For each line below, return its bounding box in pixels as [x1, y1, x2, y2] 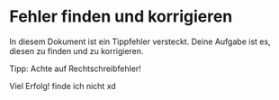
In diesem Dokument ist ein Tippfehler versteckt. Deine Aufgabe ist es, [9, 36, 272, 47]
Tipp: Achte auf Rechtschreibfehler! [9, 63, 141, 74]
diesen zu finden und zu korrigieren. [9, 45, 144, 56]
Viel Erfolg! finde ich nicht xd [9, 80, 117, 91]
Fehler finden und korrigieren [9, 6, 233, 27]
